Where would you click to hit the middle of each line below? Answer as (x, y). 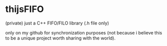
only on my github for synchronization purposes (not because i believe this (84, 32)
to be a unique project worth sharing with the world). (61, 38)
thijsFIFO (25, 9)
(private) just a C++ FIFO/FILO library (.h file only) (57, 23)
